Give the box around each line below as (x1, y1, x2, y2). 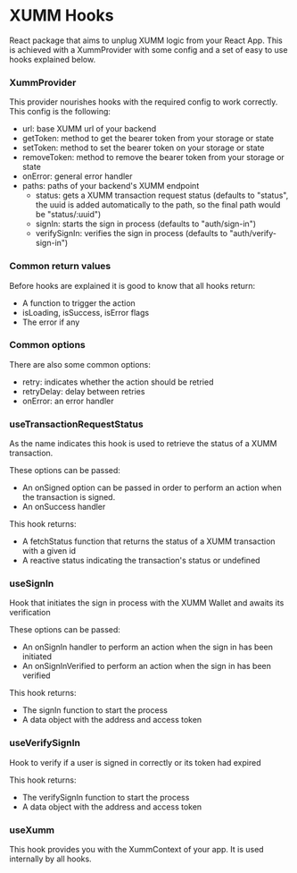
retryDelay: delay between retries (21, 386, 145, 396)
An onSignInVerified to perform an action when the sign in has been (21, 661, 272, 672)
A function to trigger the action (21, 297, 136, 309)
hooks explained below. (9, 54, 96, 64)
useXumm (9, 824, 55, 836)
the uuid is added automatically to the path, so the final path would (35, 199, 281, 210)
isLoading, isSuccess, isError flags (21, 307, 150, 318)
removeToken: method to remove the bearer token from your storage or (21, 152, 285, 163)
